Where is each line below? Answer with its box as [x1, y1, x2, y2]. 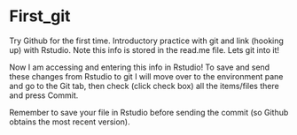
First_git [9, 6, 71, 26]
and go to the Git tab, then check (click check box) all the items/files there [9, 80, 279, 91]
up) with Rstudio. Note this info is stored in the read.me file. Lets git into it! [9, 44, 280, 55]
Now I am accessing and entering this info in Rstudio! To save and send [9, 62, 270, 72]
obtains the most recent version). [9, 116, 130, 127]
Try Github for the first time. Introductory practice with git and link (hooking [9, 35, 284, 46]
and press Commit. [9, 90, 79, 101]
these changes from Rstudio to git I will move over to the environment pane [9, 71, 284, 81]
